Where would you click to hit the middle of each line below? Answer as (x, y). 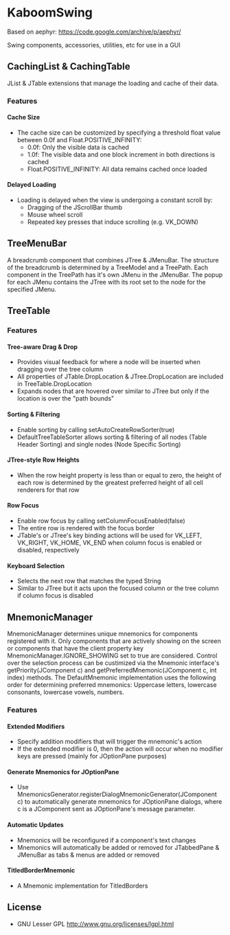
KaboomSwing (50, 13)
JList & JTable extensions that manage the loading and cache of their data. (113, 83)
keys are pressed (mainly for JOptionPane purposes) (92, 756)
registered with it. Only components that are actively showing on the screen (114, 641)
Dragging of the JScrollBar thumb (75, 207)
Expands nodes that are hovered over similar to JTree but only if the (113, 391)
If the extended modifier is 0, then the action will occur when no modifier (120, 749)
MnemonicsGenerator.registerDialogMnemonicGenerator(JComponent (117, 794)
